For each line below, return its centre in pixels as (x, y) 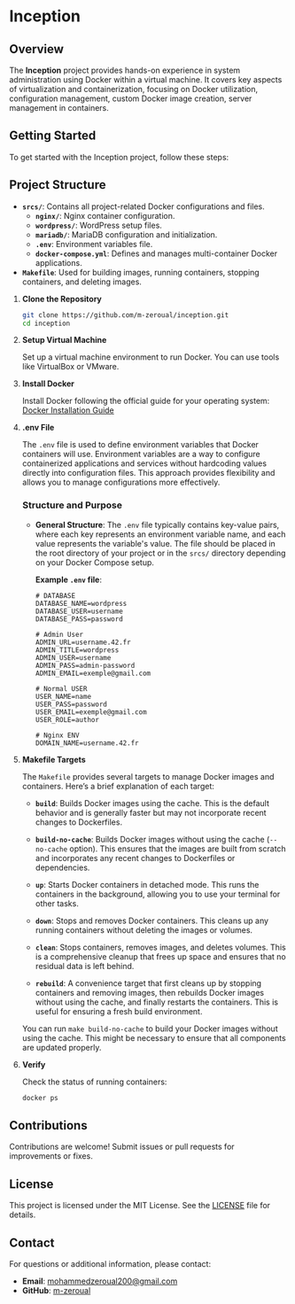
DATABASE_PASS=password (79, 619)
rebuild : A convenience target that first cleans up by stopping (148, 983)
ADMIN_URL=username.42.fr (83, 642)
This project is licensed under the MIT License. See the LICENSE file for (140, 1206)
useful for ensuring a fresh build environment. (119, 1011)
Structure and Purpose (72, 505)
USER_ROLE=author (67, 719)
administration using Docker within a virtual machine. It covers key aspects (146, 80)
